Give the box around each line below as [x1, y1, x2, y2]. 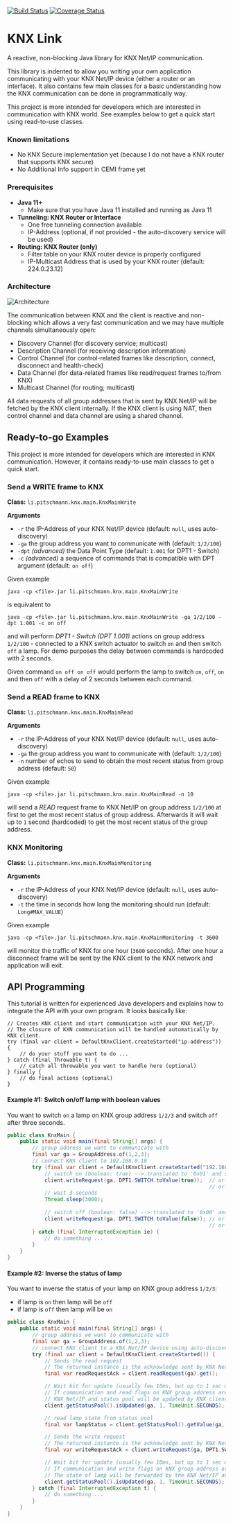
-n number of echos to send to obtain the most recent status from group [17, 757, 224, 765]
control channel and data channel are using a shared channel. [7, 411, 184, 419]
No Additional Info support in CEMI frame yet [17, 165, 146, 173]
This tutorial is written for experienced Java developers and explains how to [7, 999, 224, 1008]
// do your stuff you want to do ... [19, 1051, 129, 1058]
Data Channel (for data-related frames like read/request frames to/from [17, 368, 222, 377]
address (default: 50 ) [17, 764, 77, 773]
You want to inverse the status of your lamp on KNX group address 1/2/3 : [7, 1284, 217, 1293]
